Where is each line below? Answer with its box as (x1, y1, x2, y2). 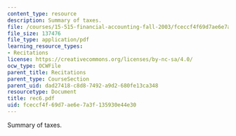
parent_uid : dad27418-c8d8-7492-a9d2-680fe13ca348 (7, 82, 159, 89)
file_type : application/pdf (7, 36, 90, 43)
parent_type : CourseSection (7, 75, 90, 83)
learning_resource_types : (7, 43, 83, 50)
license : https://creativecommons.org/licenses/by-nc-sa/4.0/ (7, 56, 193, 63)
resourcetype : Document (7, 88, 77, 95)
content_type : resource (7, 10, 77, 18)
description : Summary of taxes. (7, 17, 102, 24)
